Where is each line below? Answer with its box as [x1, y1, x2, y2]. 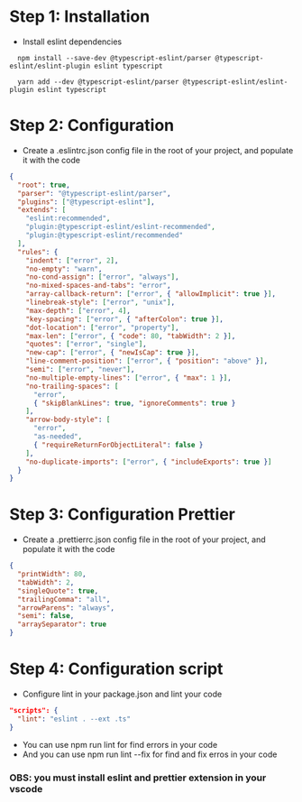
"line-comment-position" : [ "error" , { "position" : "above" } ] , [25, 356, 269, 366]
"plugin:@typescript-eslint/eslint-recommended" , [25, 223, 216, 232]
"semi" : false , [17, 612, 75, 621]
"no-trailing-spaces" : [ [25, 382, 119, 391]
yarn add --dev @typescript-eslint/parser [17, 77, 179, 87]
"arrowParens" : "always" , [17, 603, 115, 613]
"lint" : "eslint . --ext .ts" [17, 714, 131, 724]
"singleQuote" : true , [17, 586, 99, 595]
